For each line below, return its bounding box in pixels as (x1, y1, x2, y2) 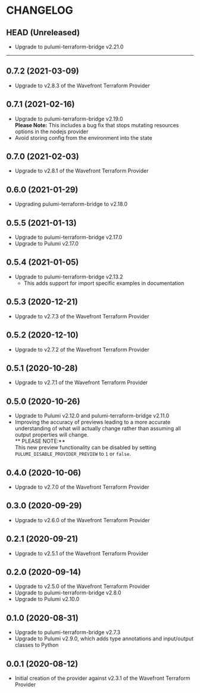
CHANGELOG (6, 4, 73, 17)
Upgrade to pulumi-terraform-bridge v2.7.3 (14, 628, 121, 636)
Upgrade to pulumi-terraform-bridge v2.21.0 (14, 43, 124, 50)
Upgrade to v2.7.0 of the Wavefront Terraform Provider (14, 483, 150, 490)
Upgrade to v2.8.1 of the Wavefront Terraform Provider (14, 167, 149, 174)
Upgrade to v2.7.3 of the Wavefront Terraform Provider (14, 312, 149, 320)
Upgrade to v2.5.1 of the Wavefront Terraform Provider (14, 550, 149, 557)
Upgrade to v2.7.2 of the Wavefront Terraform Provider (14, 346, 150, 353)
